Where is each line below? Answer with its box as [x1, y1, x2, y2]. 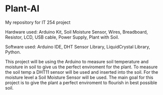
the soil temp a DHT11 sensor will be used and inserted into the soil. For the [5, 69, 159, 75]
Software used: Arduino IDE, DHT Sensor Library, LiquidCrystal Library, [5, 44, 150, 49]
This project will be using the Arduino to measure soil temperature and [5, 58, 149, 64]
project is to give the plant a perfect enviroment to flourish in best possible [5, 80, 158, 86]
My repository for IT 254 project [5, 19, 71, 25]
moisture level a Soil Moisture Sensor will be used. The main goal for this [5, 74, 154, 80]
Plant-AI [5, 3, 40, 14]
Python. [5, 49, 21, 55]
